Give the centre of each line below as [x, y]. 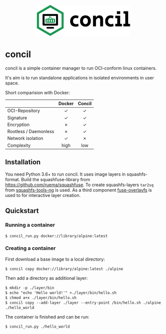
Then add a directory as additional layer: [46, 278]
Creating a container [31, 248]
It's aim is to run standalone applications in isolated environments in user [80, 77]
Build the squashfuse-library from [56, 179]
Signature [17, 118]
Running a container [30, 225]
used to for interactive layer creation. [43, 195]
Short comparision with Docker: [38, 92]
